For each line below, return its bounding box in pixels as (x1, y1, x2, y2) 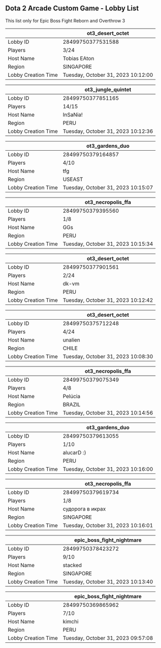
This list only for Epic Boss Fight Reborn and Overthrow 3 (5, 17, 125, 23)
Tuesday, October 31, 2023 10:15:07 (62, 184, 153, 191)
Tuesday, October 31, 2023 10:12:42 (62, 296, 153, 303)
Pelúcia (62, 392, 80, 400)
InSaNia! (62, 111, 83, 118)
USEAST (62, 176, 83, 183)
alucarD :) (62, 449, 86, 456)
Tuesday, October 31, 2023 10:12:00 (62, 71, 153, 78)
